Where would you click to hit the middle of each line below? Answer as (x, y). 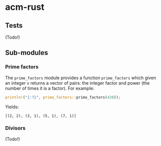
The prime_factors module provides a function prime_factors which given (80, 78)
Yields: (12, 107)
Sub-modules (27, 53)
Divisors (15, 128)
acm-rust (25, 7)
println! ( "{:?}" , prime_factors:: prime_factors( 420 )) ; (63, 97)
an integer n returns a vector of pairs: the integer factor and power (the (78, 83)
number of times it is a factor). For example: (50, 88)
